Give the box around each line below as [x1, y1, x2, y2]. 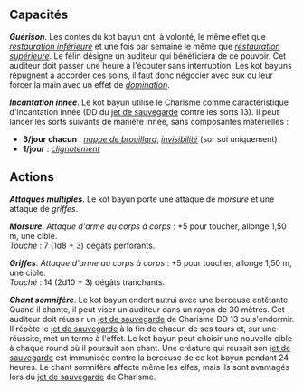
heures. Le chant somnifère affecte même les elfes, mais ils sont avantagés [9, 361, 290, 372]
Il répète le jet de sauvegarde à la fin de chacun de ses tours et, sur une [9, 323, 277, 334]
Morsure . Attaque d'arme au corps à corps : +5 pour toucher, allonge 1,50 [9, 221, 287, 232]
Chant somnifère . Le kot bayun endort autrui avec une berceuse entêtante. [9, 294, 291, 305]
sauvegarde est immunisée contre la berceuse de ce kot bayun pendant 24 [9, 352, 289, 363]
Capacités [9, 7, 69, 23]
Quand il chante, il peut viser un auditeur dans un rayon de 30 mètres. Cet [9, 303, 285, 315]
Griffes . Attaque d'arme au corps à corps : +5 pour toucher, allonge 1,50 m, [9, 257, 292, 268]
